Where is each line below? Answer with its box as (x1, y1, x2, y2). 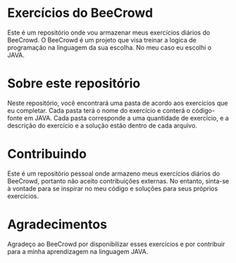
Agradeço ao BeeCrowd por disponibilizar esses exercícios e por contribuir (7, 240, 225, 248)
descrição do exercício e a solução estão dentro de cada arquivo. (7, 121, 197, 130)
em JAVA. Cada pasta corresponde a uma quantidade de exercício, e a (23, 114, 229, 122)
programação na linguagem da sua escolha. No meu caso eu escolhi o (7, 43, 212, 51)
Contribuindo (7, 146, 87, 162)
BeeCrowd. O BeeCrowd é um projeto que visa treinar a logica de (7, 35, 197, 44)
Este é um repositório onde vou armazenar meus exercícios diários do (7, 28, 211, 37)
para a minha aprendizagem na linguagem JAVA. (7, 247, 149, 255)
